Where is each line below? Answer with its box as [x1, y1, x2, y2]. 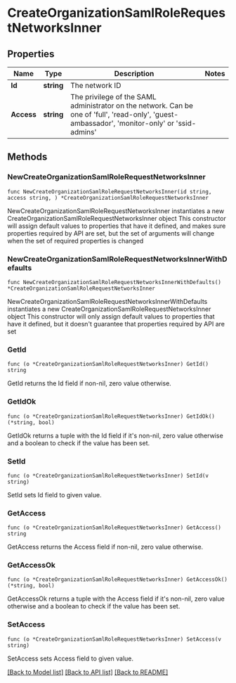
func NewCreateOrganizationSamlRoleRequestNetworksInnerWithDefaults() [7, 279, 221, 286]
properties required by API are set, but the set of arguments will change [7, 229, 215, 237]
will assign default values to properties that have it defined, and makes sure [7, 222, 226, 230]
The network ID [70, 81, 122, 90]
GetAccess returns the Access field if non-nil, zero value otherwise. [7, 543, 204, 551]
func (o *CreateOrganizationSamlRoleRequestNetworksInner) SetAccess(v [7, 635, 221, 643]
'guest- [153, 110, 179, 119]
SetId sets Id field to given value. [7, 490, 102, 499]
